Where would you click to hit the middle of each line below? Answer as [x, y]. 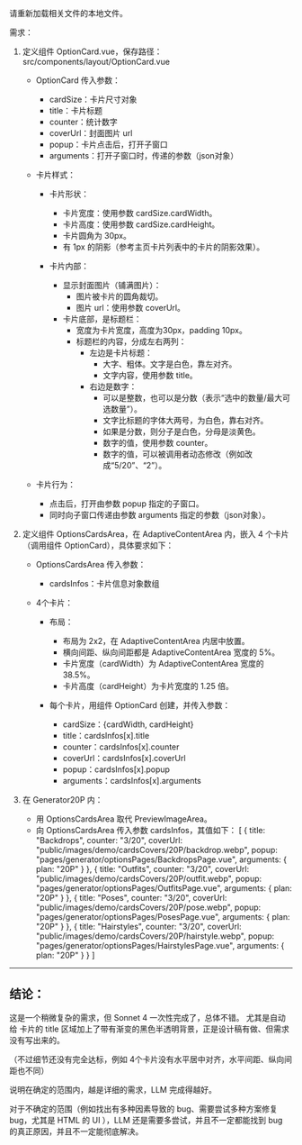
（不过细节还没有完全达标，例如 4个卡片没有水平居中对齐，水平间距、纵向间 [151, 1059]
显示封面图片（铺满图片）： [112, 285]
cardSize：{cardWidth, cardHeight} [129, 724]
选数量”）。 [122, 409]
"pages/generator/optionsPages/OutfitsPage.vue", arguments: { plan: [164, 888]
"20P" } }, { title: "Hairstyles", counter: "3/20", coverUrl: [138, 927]
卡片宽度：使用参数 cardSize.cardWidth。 [140, 213]
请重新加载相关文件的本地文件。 [68, 13]
